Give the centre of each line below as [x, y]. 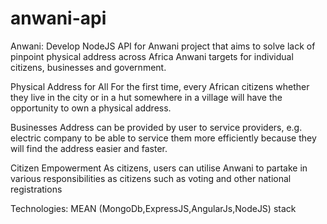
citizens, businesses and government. [88, 67]
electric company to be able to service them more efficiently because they [163, 138]
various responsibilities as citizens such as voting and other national [151, 178]
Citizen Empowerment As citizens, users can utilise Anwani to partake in [159, 168]
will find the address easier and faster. [89, 148]
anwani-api [58, 18]
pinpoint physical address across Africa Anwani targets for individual [152, 56]
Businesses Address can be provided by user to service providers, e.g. [156, 127]
